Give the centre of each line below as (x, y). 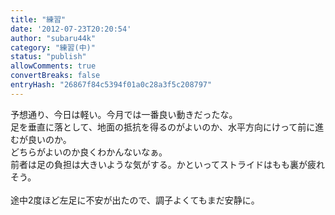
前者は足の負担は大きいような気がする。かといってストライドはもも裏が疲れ (168, 164)
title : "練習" (38, 19)
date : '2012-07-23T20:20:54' (71, 29)
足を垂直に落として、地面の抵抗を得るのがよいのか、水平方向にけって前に (163, 127)
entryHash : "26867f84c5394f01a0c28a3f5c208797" (111, 85)
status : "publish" (48, 57)
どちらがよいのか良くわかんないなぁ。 (89, 152)
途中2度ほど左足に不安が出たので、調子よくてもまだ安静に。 (135, 200)
